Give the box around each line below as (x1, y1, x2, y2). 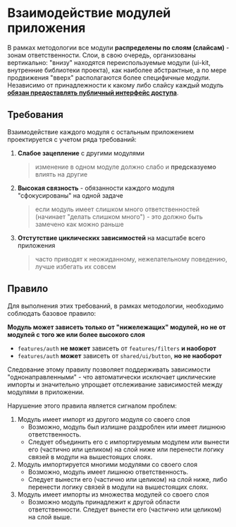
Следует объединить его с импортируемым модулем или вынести (27, 437, 230, 446)
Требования (7, 109, 63, 121)
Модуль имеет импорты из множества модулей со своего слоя (17, 490, 209, 499)
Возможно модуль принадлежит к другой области (27, 497, 180, 506)
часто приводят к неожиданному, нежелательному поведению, (35, 254, 228, 263)
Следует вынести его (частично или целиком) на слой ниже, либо (27, 475, 228, 483)
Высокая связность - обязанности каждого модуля (17, 184, 175, 192)
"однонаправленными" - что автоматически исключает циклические (7, 372, 216, 381)
